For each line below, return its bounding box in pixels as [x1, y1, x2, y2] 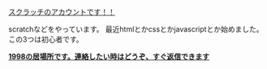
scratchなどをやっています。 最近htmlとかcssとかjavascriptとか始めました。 [8, 24, 264, 34]
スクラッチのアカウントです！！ [8, 7, 115, 16]
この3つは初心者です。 [8, 35, 84, 44]
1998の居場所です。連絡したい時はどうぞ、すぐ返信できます [8, 52, 209, 61]
